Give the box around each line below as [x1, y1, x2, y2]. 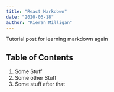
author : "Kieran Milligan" [6, 19, 73, 25]
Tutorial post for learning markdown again [6, 36, 108, 43]
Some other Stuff [14, 74, 57, 81]
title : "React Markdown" [6, 8, 67, 15]
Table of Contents [6, 52, 74, 62]
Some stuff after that [14, 80, 66, 88]
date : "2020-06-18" [6, 14, 54, 20]
